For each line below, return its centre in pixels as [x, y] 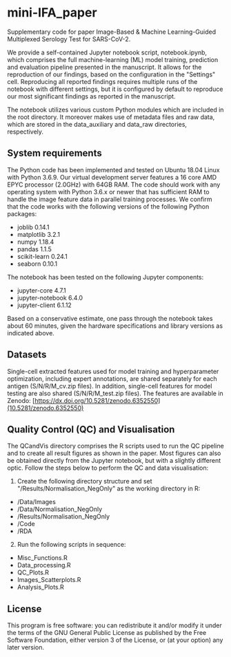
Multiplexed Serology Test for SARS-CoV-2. [69, 39]
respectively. [25, 132]
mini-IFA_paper [52, 13]
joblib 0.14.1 [33, 227]
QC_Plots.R [33, 572]
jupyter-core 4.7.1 [42, 290]
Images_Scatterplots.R [49, 580]
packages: [22, 213]
